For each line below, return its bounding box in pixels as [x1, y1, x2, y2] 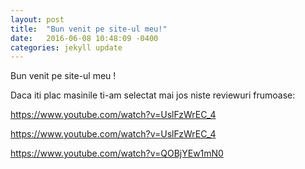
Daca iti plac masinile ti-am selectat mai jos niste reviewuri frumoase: [10, 89, 296, 101]
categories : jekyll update [10, 42, 123, 53]
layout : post [10, 14, 65, 25]
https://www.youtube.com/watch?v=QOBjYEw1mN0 [10, 147, 224, 160]
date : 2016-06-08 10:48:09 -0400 [10, 33, 159, 43]
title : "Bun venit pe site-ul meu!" [10, 24, 168, 34]
